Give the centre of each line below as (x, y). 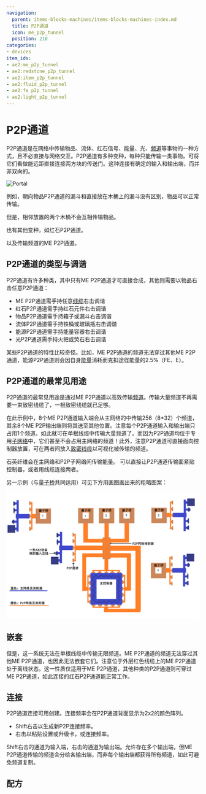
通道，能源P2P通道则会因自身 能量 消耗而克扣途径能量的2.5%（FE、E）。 (97, 360)
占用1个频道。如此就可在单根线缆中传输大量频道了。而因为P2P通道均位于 (99, 433)
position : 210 (30, 39)
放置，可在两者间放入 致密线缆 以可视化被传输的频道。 (84, 449)
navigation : (21, 13)
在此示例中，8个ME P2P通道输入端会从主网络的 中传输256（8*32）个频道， (102, 418)
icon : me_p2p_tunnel (38, 33)
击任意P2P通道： (28, 288)
